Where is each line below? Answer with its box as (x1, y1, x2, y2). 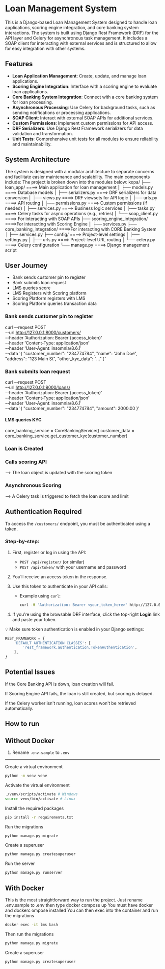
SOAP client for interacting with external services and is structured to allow (5, 40, 157, 46)
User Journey (5, 261, 48, 269)
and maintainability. (12, 141, 52, 147)
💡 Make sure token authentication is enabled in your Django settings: (5, 626, 144, 632)
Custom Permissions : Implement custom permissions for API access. (12, 120, 154, 126)
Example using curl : (19, 593, 61, 598)
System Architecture (5, 155, 70, 164)
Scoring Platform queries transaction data (12, 300, 97, 306)
